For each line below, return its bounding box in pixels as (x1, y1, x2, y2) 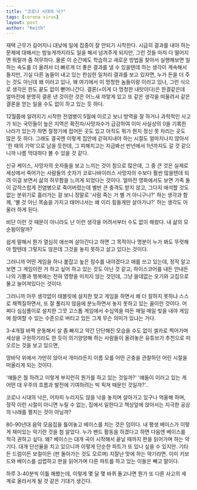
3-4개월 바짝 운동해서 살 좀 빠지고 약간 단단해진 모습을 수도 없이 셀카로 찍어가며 (6, 327, 189, 334)
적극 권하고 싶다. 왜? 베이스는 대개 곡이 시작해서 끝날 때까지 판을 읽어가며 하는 (6, 435, 184, 443)
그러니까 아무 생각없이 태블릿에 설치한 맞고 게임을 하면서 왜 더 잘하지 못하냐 (6, 293, 178, 300)
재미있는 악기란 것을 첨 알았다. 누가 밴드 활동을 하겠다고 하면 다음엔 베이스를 (12, 428, 186, 435)
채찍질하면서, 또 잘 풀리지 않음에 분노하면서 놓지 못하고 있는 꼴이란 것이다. (12, 300, 181, 307)
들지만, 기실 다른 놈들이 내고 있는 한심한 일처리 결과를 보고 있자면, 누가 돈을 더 (6, 71, 184, 78)
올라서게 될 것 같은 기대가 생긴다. (16, 478, 92, 485)
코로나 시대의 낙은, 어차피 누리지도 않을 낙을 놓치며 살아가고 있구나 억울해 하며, (6, 394, 186, 401)
